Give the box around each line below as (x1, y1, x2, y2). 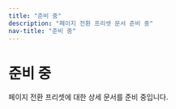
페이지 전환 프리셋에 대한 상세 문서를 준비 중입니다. (8, 92, 169, 102)
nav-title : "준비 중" (8, 27, 77, 35)
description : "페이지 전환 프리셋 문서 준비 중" (8, 19, 154, 27)
